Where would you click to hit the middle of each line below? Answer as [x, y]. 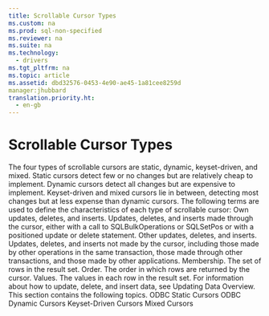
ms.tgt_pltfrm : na [39, 68]
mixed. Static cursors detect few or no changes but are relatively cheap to [131, 176]
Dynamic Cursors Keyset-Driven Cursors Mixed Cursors [101, 304]
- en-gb [29, 105]
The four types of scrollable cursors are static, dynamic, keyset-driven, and [133, 167]
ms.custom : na [32, 23]
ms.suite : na [30, 46]
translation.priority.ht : [51, 98]
